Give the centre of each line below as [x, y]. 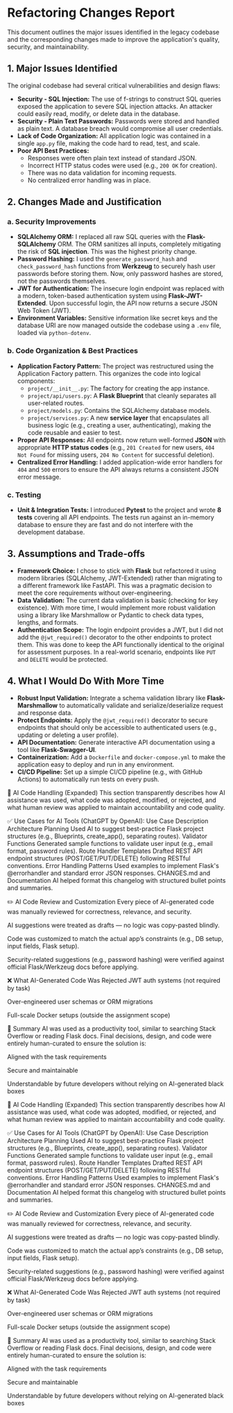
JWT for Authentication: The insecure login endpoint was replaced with [121, 288]
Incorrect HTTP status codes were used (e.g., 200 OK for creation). [122, 165]
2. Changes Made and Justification [84, 202]
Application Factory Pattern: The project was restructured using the [115, 366]
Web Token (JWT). [44, 311]
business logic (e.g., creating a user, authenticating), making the [119, 425]
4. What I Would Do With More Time [86, 681]
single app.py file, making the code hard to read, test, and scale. [109, 143]
